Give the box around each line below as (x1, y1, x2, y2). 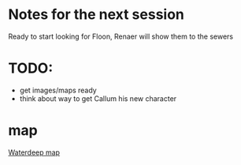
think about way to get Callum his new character (19, 93, 177, 103)
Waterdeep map (8, 148, 61, 157)
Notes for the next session (8, 6, 185, 24)
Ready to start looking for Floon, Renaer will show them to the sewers (8, 32, 234, 41)
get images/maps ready (19, 85, 97, 95)
